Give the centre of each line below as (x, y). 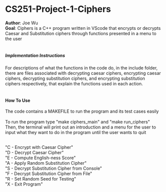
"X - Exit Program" (24, 184)
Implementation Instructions (35, 55)
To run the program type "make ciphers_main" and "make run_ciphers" (78, 122)
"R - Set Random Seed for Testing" (41, 179)
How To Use (18, 100)
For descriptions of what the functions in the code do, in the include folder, (81, 67)
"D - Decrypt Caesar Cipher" (34, 153)
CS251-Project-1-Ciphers (58, 9)
